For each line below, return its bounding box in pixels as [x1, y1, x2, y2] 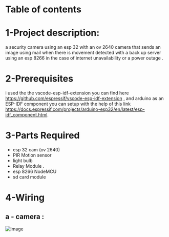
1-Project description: [5, 27, 100, 39]
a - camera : [5, 212, 45, 221]
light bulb [12, 157, 33, 164]
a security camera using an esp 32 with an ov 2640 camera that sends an [5, 44, 161, 50]
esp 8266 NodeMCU [12, 168, 57, 174]
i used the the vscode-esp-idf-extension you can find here [5, 90, 129, 96]
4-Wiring [5, 192, 45, 204]
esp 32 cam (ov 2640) [12, 147, 60, 152]
